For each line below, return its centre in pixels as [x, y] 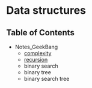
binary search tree [47, 79]
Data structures [46, 10]
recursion [36, 60]
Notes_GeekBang [36, 47]
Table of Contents [41, 33]
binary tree [37, 72]
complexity [38, 53]
